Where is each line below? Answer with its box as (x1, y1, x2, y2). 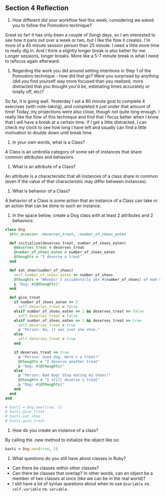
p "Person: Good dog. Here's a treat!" (18, 354, 100, 359)
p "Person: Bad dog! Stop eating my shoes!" (18, 373, 111, 378)
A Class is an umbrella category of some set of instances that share (5, 149, 142, 154)
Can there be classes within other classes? (12, 465, 99, 471)
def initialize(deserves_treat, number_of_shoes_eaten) (9, 240, 126, 246)
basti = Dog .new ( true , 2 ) (5, 447, 58, 452)
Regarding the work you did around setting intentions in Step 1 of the (12, 68, 151, 74)
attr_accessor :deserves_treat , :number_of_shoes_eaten (9, 231, 126, 236)
